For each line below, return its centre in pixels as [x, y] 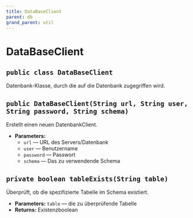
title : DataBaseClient [34, 11]
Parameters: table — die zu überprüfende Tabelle [76, 204]
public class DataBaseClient [60, 72]
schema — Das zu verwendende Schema [72, 161]
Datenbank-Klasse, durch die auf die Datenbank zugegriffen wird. [86, 86]
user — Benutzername [51, 149]
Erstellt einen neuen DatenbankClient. [52, 125]
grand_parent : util [30, 22]
